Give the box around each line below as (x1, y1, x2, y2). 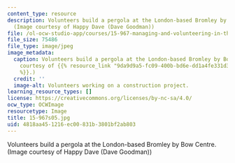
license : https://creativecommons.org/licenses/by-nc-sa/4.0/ (7, 95, 192, 102)
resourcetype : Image (7, 108, 68, 115)
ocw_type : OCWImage (7, 101, 64, 108)
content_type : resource (7, 10, 77, 17)
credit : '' (13, 75, 45, 83)
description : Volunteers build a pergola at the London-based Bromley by (7, 17, 227, 24)
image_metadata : (7, 50, 55, 57)
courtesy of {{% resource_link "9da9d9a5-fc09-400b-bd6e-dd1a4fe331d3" (20, 62, 233, 69)
